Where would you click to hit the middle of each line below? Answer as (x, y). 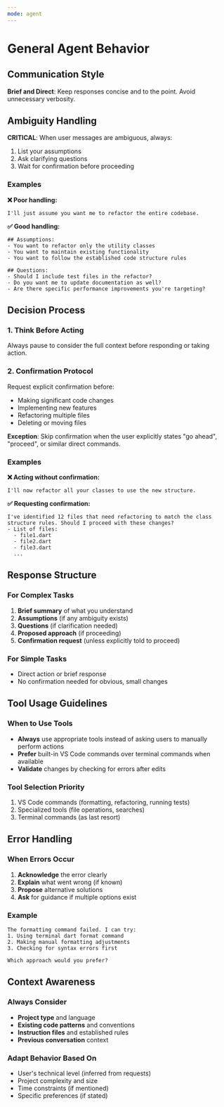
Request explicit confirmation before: (61, 387)
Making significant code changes (66, 400)
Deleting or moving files (52, 422)
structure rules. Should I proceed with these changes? (91, 523)
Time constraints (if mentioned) (63, 1088)
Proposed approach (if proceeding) (69, 633)
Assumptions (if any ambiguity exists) (73, 618)
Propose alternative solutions (60, 889)
